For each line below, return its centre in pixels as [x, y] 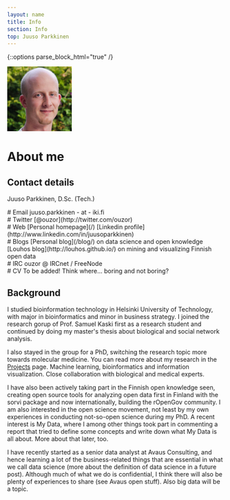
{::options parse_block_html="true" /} [60, 57]
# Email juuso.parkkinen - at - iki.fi [56, 212]
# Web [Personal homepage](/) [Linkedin [65, 227]
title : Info [24, 22]
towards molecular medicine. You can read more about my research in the [112, 360]
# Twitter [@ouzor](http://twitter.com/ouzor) [70, 220]
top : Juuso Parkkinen [38, 37]
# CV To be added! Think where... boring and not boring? [88, 271]
